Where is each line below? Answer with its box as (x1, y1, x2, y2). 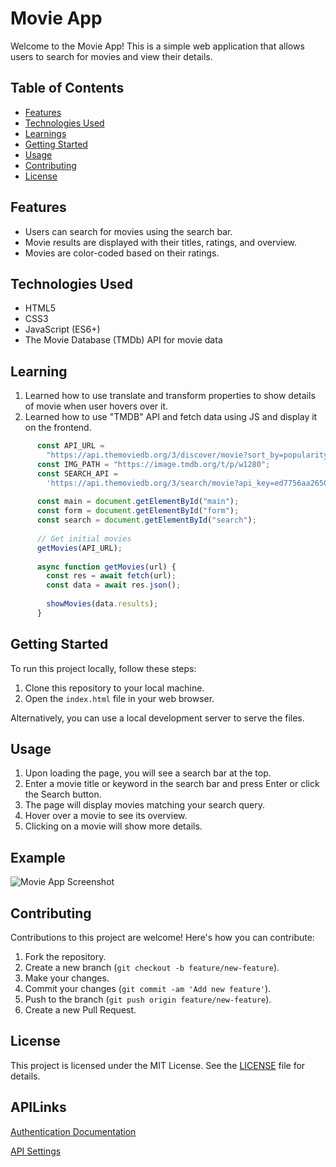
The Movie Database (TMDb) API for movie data (24, 334, 223, 346)
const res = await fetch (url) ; (46, 571, 177, 581)
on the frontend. (24, 422, 92, 434)
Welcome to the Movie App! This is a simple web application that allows (10, 40, 305, 52)
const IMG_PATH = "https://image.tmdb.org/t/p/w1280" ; (36, 459, 271, 469)
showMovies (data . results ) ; (46, 599, 159, 609)
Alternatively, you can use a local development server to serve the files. (10, 712, 305, 724)
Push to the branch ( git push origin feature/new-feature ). (24, 993, 272, 1006)
